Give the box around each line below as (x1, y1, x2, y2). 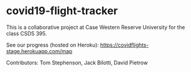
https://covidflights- (100, 41, 149, 48)
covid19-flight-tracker (6, 4, 118, 18)
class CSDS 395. (6, 30, 47, 37)
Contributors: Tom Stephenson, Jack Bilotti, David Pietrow (6, 59, 148, 66)
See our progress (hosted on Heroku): (6, 41, 99, 48)
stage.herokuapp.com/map (6, 47, 72, 54)
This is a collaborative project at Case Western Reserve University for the (6, 24, 185, 31)
